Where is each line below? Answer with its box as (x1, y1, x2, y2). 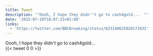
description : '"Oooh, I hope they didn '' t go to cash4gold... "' (5, 12, 149, 17)
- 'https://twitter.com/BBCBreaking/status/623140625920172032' (10, 26, 149, 31)
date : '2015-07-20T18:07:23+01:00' (5, 17, 81, 22)
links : (5, 21, 19, 27)
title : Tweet (5, 7, 33, 13)
